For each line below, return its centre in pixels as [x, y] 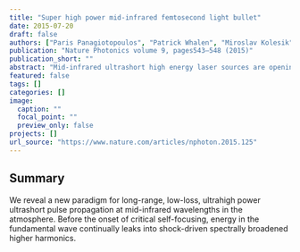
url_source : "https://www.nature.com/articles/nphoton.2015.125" [133, 142]
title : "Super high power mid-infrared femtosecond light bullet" [135, 17]
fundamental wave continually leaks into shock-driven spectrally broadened [149, 228]
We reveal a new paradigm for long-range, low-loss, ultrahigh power [135, 200]
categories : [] [37, 92]
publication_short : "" [51, 59]
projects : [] [33, 134]
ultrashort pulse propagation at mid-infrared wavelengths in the [126, 209]
